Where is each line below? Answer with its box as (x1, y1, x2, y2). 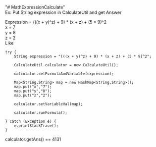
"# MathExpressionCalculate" (5, 4, 65, 10)
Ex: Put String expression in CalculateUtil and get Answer (5, 9, 122, 15)
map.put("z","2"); (14, 93, 52, 98)
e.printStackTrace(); (14, 123, 58, 128)
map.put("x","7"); (14, 84, 52, 89)
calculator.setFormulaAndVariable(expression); (14, 71, 114, 76)
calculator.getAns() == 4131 (5, 136, 61, 142)
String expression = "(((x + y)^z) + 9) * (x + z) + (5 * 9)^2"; (14, 54, 152, 59)
